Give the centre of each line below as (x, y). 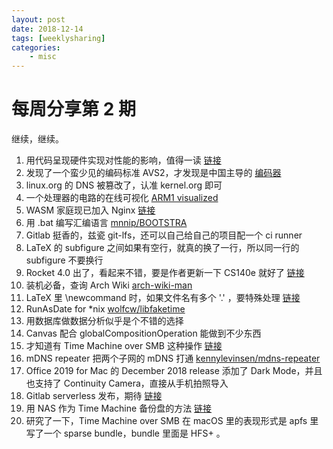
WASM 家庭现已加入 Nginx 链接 (90, 210)
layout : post (38, 19)
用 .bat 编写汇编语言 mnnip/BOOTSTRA (106, 223)
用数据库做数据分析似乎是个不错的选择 (104, 321)
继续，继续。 (37, 139)
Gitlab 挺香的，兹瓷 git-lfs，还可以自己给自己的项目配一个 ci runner (164, 235)
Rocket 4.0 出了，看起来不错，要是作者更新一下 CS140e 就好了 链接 (165, 273)
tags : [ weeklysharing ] (58, 38)
